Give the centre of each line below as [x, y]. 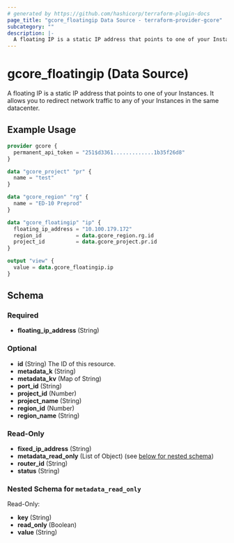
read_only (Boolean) [47, 525]
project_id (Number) [47, 393]
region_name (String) [48, 416]
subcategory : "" [31, 26]
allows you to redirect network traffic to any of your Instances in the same [113, 101]
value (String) [37, 533]
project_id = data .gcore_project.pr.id [85, 242]
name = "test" [34, 178]
